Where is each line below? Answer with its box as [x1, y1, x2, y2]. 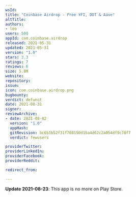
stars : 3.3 [5, 54, 29, 60]
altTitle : [5, 17, 26, 22]
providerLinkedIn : [5, 149, 44, 154]
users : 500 [5, 31, 29, 36]
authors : [5, 21, 24, 27]
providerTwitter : [5, 144, 42, 149]
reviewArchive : [5, 111, 38, 117]
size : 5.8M [5, 69, 29, 74]
